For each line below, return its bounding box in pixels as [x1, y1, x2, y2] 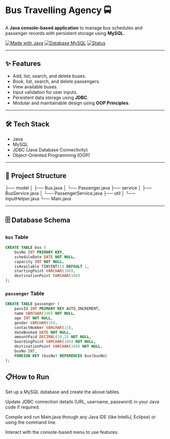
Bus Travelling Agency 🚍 [5, 5, 111, 16]
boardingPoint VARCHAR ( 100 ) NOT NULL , [14, 339, 96, 344]
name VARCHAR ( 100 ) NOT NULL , [14, 311, 76, 316]
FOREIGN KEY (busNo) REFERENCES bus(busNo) [14, 353, 108, 358]
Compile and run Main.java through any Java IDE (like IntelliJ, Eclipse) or [5, 414, 156, 420]
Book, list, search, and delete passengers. [12, 78, 100, 84]
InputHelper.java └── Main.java [5, 196, 71, 202]
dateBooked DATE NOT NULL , [14, 330, 71, 335]
